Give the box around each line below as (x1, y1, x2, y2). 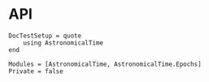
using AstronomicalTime (23, 38, 104, 47)
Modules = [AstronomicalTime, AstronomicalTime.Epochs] (8, 60, 202, 68)
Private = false (8, 67, 63, 76)
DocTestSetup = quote (8, 32, 82, 40)
